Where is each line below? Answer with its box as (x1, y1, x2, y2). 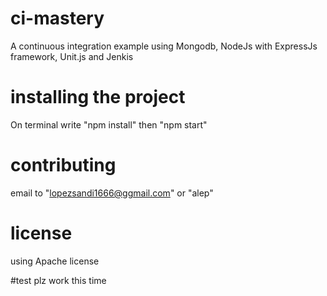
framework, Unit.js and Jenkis (10, 50, 134, 62)
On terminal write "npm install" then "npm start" (10, 118, 208, 131)
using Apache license (10, 255, 100, 267)
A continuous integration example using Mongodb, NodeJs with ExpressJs (10, 40, 318, 52)
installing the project (10, 86, 186, 109)
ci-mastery (10, 7, 105, 30)
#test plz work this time (10, 274, 107, 286)
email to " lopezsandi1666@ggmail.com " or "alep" (10, 187, 214, 199)
